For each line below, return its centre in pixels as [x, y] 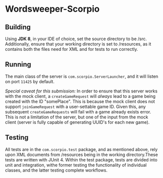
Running [18, 65]
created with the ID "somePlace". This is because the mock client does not [80, 101]
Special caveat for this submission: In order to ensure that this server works [81, 91]
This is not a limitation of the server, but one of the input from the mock [77, 117]
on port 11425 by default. [30, 81]
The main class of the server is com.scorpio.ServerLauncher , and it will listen [82, 76]
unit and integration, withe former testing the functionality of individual [76, 165]
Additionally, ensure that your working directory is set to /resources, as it [78, 44]
